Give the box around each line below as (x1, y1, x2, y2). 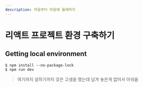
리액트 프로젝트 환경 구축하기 (5, 30, 115, 41)
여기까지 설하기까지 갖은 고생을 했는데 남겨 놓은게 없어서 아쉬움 (17, 76, 139, 82)
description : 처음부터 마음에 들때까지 (5, 7, 75, 12)
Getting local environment (5, 50, 87, 58)
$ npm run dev (5, 67, 35, 72)
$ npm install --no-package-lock (5, 62, 74, 68)
